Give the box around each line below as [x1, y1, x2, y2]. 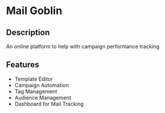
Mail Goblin [6, 4, 63, 18]
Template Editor [14, 75, 53, 83]
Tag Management [14, 88, 58, 95]
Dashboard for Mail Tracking [14, 100, 84, 107]
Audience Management [14, 94, 72, 101]
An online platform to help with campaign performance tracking [6, 43, 160, 50]
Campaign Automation [14, 81, 69, 88]
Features [6, 60, 39, 70]
